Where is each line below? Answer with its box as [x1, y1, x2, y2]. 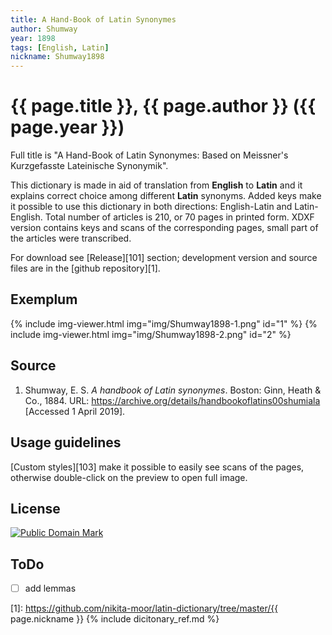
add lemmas [24, 582, 77, 595]
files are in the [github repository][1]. [10, 262, 161, 275]
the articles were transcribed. [10, 232, 132, 245]
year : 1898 [10, 33, 56, 43]
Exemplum [10, 291, 78, 308]
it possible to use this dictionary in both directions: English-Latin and [10, 201, 293, 213]
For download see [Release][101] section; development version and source [10, 252, 318, 264]
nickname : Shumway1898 [10, 52, 105, 62]
